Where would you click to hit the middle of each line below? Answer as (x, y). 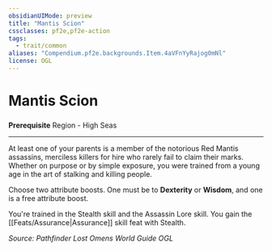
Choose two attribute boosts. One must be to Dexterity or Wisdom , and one (136, 190)
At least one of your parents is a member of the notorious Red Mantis (123, 148)
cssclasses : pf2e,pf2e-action (59, 31)
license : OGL (30, 61)
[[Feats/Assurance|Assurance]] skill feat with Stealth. (97, 222)
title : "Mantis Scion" (47, 23)
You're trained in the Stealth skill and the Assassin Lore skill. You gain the (130, 214)
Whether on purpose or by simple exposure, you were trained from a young (134, 165)
